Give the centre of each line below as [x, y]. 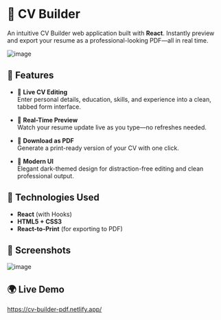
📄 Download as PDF [45, 140]
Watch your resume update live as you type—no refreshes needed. [112, 127]
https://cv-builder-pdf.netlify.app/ [55, 310]
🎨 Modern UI [35, 161]
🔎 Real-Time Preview [47, 120]
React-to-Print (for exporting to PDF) [70, 228]
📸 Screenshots [39, 250]
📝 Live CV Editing [42, 92]
